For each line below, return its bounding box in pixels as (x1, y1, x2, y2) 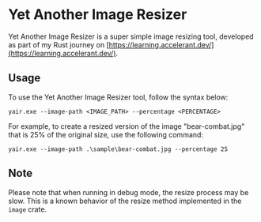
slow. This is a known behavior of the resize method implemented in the (8, 196, 242, 205)
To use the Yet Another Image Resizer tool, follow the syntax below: (8, 92, 229, 102)
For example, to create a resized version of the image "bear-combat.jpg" (8, 121, 245, 131)
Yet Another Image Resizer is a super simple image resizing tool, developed (8, 32, 255, 41)
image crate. (8, 204, 47, 214)
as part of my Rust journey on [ (8, 40, 109, 49)
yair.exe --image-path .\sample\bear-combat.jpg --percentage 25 (8, 145, 228, 153)
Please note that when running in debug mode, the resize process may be (8, 187, 249, 197)
